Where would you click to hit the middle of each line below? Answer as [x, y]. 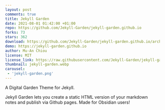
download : [15, 42]
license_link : [20, 60]
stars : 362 [16, 37]
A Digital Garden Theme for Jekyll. [40, 87]
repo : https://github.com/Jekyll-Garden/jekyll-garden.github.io [73, 28]
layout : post [18, 10]
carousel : [15, 69]
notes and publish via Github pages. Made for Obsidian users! [68, 102]
